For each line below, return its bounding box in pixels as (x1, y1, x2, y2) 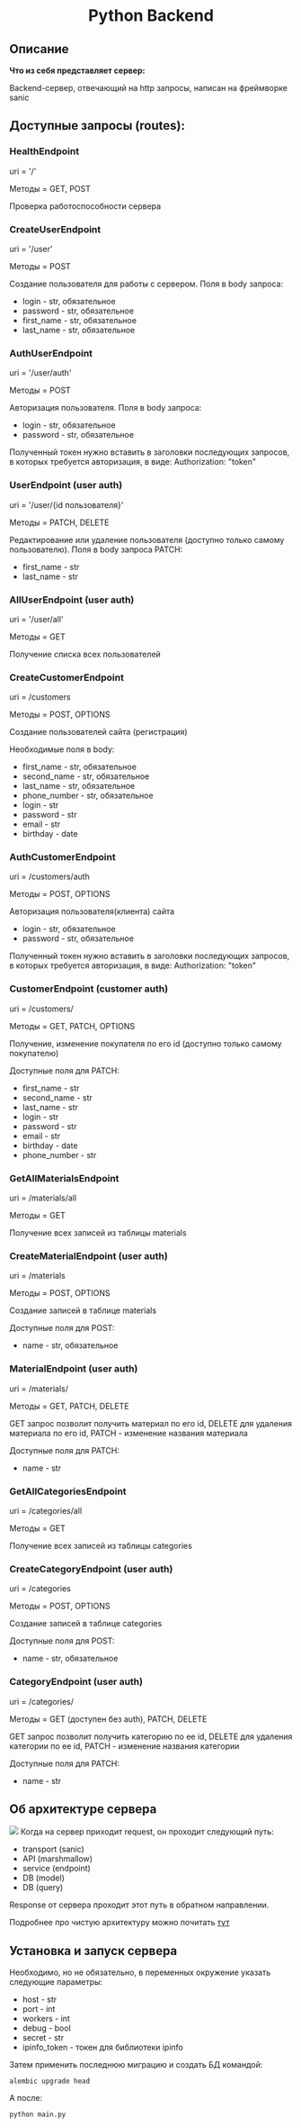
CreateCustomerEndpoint (9, 671, 124, 684)
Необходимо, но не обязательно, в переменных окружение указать (9, 1967, 271, 1978)
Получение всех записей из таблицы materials (9, 1227, 187, 1238)
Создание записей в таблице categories (9, 1618, 163, 1629)
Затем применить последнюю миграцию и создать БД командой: (9, 2060, 263, 2070)
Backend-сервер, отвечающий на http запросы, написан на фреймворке (9, 83, 288, 93)
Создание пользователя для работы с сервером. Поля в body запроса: (9, 278, 284, 289)
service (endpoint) (22, 1863, 92, 1874)
